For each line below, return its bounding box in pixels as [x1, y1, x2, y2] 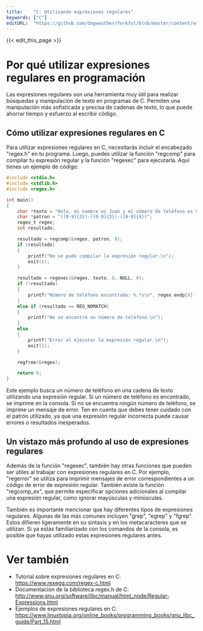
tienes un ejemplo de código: [6, 163, 79, 170]
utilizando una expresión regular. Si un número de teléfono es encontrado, [6, 393, 191, 400]
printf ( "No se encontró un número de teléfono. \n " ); [28, 314, 164, 321]
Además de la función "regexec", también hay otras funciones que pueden [6, 461, 192, 469]
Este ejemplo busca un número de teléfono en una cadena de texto [6, 387, 173, 394]
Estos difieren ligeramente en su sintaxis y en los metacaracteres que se [6, 518, 187, 526]
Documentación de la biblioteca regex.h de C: [14, 586, 129, 593]
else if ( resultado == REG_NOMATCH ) [17, 303, 110, 309]
